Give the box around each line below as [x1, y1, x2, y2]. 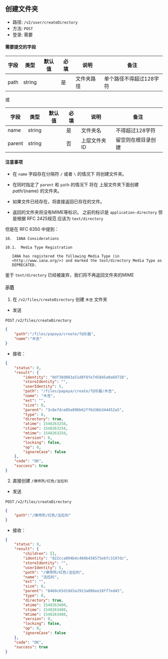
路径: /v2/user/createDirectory [12, 19, 78, 25]
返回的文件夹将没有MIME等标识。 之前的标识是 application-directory [12, 209, 157, 215]
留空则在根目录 [115, 137, 151, 144]
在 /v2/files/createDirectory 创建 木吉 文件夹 [12, 297, 107, 303]
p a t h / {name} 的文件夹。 [12, 188, 62, 194]
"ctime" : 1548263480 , [23, 607, 68, 612]
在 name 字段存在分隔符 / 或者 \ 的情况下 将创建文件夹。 [12, 171, 127, 177]
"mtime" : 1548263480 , [23, 612, 68, 617]
